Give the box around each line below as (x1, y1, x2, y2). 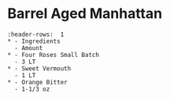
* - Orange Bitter (7, 78, 68, 86)
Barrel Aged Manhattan (7, 5, 163, 23)
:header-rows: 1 (7, 30, 65, 38)
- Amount (14, 44, 43, 52)
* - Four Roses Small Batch (7, 51, 100, 59)
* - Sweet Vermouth (7, 64, 72, 73)
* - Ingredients (7, 37, 61, 45)
